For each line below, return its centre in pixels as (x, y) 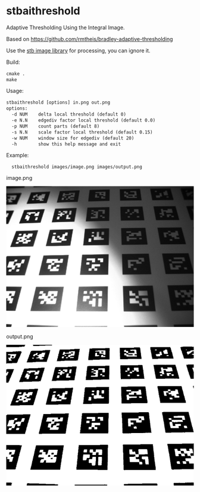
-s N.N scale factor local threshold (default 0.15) (82, 132)
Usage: (15, 91)
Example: (18, 155)
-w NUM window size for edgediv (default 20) (73, 138)
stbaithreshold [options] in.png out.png (58, 102)
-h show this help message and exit (66, 144)
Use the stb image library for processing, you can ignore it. (78, 50)
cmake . (16, 74)
